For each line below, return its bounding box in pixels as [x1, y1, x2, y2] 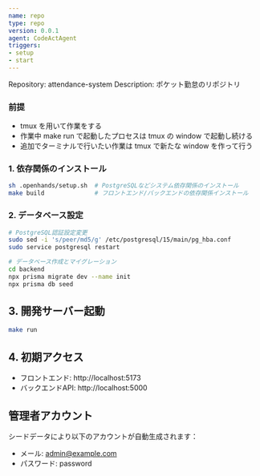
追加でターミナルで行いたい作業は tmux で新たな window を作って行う [19, 141, 253, 151]
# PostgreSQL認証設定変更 [8, 228, 88, 236]
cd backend [8, 265, 45, 273]
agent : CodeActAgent [8, 34, 78, 42]
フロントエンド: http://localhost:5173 [19, 373, 142, 383]
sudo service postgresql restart [8, 244, 120, 252]
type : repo [8, 19, 45, 27]
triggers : [8, 42, 42, 50]
